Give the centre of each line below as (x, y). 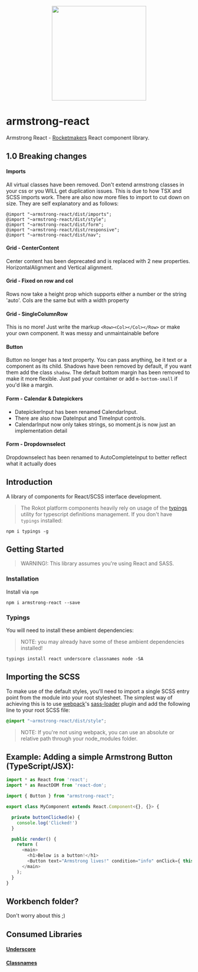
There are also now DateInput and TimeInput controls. (80, 418)
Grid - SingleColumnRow (37, 314)
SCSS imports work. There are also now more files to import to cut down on (98, 197)
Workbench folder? (42, 901)
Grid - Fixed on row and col (40, 281)
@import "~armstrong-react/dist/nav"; (54, 235)
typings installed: (42, 520)
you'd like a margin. (30, 385)
